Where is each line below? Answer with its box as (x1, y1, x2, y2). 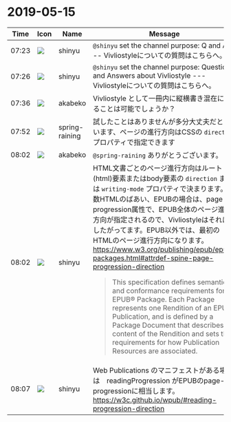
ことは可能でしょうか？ (99, 104, 176, 114)
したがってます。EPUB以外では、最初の (92, 225, 220, 235)
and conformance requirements (112, 286, 214, 295)
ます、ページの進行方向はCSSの (99, 127, 203, 136)
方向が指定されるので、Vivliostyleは (92, 215, 209, 224)
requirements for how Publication (112, 337, 220, 347)
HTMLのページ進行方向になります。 (92, 235, 208, 245)
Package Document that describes (112, 320, 224, 330)
